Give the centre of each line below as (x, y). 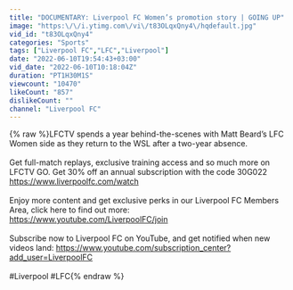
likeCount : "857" (41, 92)
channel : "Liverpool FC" (55, 109)
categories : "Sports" (49, 42)
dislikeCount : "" (41, 100)
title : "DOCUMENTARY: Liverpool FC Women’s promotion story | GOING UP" (147, 17)
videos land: (32, 248)
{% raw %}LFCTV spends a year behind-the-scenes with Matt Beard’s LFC (146, 134)
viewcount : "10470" (45, 84)
